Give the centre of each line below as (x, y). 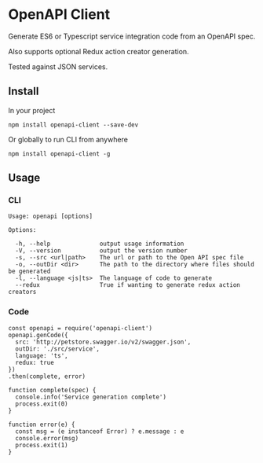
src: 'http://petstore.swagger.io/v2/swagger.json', (103, 342)
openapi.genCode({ (38, 335)
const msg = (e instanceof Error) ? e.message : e (100, 431)
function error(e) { (42, 424)
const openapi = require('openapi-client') (80, 328)
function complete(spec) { (52, 390)
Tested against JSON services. (58, 66)
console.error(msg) (47, 438)
